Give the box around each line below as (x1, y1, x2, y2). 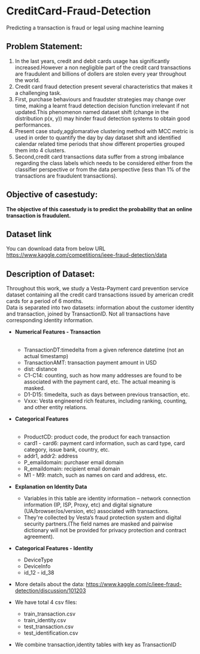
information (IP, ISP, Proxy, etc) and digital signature (23, 501, 153, 508)
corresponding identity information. (6, 317, 94, 324)
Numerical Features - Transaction (14, 328, 101, 335)
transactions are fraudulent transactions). (14, 172, 118, 179)
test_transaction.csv (23, 623, 74, 631)
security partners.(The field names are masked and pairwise (23, 520, 173, 527)
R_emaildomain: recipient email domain (23, 465, 121, 472)
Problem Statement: (6, 41, 83, 52)
